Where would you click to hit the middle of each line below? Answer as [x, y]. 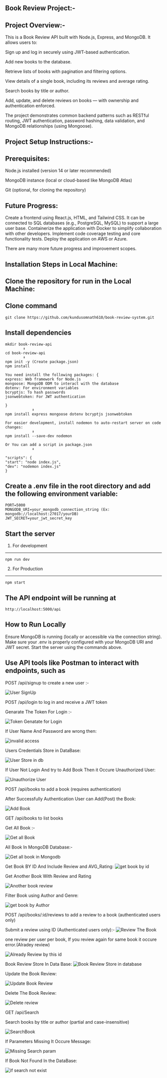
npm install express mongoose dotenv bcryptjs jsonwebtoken [69, 414]
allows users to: [21, 42]
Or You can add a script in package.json [49, 444]
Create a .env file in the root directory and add [78, 486]
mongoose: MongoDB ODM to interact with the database [62, 384]
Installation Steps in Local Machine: [61, 264]
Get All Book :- [20, 828]
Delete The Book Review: [31, 993]
